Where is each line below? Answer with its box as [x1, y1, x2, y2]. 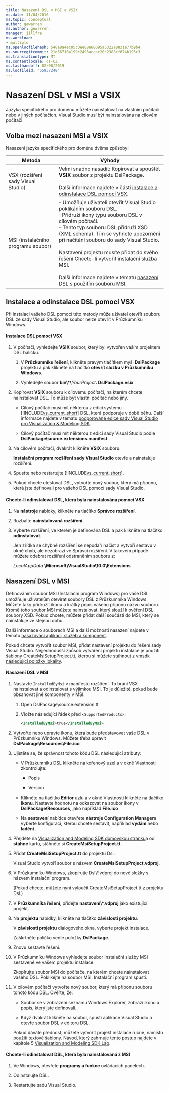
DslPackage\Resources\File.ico [13, 740, 80, 746]
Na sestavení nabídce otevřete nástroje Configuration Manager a [20, 815, 157, 821]
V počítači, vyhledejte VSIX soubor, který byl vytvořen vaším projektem [13, 344, 161, 350]
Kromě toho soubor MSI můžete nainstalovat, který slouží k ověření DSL [6, 607, 154, 613]
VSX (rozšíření [8, 171, 42, 178]
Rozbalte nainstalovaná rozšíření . [13, 517, 84, 523]
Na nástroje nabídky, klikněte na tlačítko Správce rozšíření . [13, 508, 136, 514]
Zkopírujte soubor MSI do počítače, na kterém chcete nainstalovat [13, 969, 149, 975]
